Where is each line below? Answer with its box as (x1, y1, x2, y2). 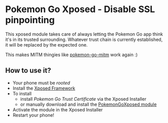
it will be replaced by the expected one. (5, 42, 88, 48)
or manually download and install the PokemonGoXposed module (20, 101, 157, 107)
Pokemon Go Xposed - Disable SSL (5, 4, 155, 15)
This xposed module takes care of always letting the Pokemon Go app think (5, 31, 163, 37)
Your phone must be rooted (12, 79, 70, 86)
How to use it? (5, 66, 51, 75)
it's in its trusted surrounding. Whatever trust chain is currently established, (5, 36, 163, 43)
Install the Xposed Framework (12, 85, 75, 91)
